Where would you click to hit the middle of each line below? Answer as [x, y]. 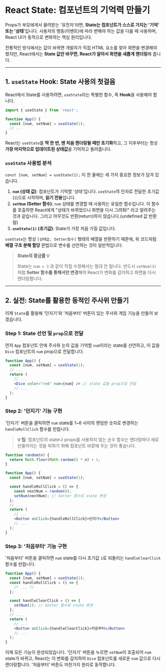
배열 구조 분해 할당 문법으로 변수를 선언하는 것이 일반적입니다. [64, 245]
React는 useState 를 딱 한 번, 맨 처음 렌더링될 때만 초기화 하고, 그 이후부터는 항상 [82, 143]
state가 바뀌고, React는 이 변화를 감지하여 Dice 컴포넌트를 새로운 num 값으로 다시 [83, 659]
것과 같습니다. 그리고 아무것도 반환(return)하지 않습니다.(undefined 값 [80, 216]
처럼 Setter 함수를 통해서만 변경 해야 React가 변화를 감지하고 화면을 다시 [86, 272]
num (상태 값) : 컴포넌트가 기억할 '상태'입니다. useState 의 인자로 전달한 [79, 191]
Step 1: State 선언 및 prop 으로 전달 [44, 333]
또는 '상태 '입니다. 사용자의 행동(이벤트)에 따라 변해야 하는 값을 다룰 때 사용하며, [81, 31]
